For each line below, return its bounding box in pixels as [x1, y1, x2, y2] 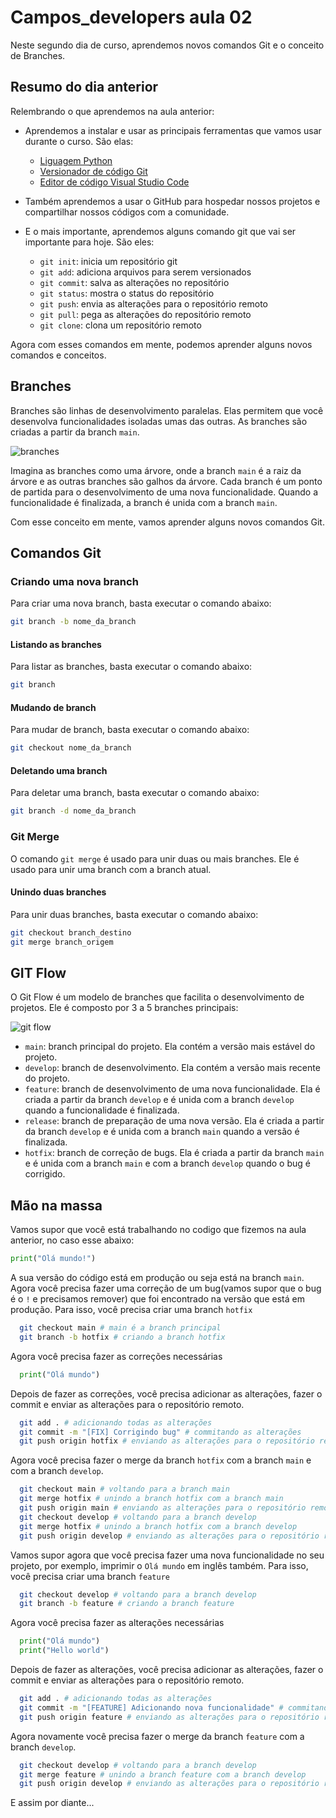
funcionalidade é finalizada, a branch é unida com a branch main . [10, 496, 278, 508]
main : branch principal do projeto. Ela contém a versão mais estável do [24, 1041, 316, 1053]
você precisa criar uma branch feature [10, 1570, 170, 1582]
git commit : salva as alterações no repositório [39, 276, 230, 288]
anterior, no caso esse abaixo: [10, 1234, 135, 1246]
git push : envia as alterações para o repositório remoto [39, 297, 268, 310]
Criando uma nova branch [10, 574, 139, 588]
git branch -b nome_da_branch [10, 617, 137, 627]
